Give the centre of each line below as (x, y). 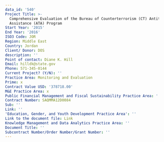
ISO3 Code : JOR (20, 37)
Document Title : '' (25, 127)
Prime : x (14, 82)
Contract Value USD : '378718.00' (39, 87)
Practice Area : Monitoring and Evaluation (49, 78)
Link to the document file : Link (39, 118)
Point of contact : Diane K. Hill (39, 60)
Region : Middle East (26, 41)
